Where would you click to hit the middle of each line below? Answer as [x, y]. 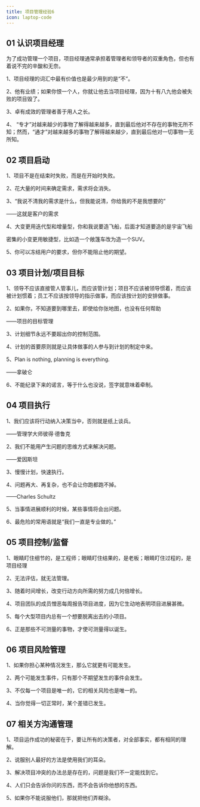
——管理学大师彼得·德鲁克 [39, 433]
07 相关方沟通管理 [39, 724]
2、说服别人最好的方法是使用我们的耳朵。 [58, 760]
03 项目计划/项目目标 [45, 273]
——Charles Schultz [31, 496]
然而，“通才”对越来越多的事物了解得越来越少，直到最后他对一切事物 [100, 132]
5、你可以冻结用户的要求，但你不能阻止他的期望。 [68, 252]
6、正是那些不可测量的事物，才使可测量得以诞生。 [68, 629]
